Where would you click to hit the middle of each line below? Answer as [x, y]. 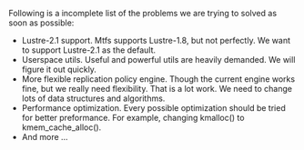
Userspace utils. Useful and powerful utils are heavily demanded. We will [158, 60]
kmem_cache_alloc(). [61, 127]
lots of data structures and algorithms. [93, 98]
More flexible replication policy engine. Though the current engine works [158, 79]
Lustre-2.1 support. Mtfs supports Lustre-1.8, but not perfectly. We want [156, 40]
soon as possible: [41, 23]
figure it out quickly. [59, 69]
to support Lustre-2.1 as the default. [89, 50]
